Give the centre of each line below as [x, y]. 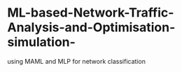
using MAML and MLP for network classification [76, 61]
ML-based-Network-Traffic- [91, 13]
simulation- [41, 42]
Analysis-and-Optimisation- [91, 27]
